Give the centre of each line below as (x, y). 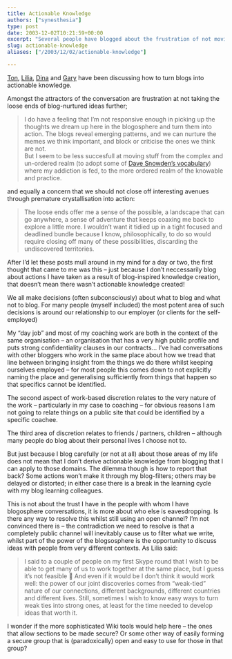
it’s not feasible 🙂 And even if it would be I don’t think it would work (119, 576)
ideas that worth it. (51, 613)
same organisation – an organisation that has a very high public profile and (113, 340)
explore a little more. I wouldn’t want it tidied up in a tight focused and (123, 227)
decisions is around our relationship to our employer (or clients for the (106, 312)
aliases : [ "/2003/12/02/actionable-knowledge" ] (77, 52)
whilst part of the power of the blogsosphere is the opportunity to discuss (112, 540)
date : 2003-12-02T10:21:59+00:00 (55, 33)
